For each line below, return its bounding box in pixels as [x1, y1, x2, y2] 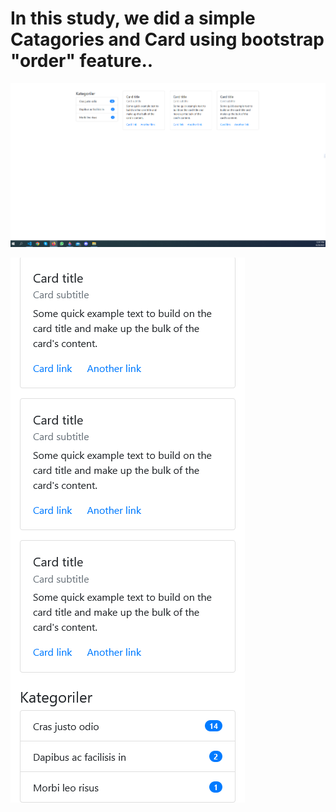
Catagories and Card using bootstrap [10, 28, 325, 51]
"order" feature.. [10, 50, 154, 72]
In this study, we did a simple [10, 7, 256, 30]
